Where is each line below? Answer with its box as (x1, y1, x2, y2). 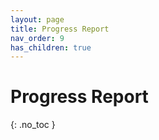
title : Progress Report (10, 24, 110, 34)
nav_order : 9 (10, 33, 65, 43)
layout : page (10, 14, 65, 25)
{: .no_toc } (10, 119, 56, 131)
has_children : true (10, 42, 92, 53)
